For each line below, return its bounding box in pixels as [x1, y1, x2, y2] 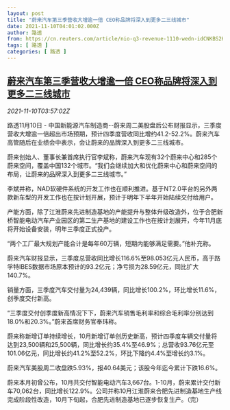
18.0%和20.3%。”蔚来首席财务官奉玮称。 [7, 317, 121, 326]
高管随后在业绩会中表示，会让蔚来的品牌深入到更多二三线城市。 [7, 138, 187, 146]
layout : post [7, 10, 44, 17]
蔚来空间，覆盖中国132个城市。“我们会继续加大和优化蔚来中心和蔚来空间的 [7, 161, 218, 169]
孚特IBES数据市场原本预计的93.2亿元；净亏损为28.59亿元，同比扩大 [7, 262, 199, 271]
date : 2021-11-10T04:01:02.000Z [7, 23, 99, 29]
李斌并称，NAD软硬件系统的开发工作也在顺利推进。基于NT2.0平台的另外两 [7, 184, 218, 193]
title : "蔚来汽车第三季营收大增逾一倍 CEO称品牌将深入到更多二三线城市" [7, 16, 190, 23]
